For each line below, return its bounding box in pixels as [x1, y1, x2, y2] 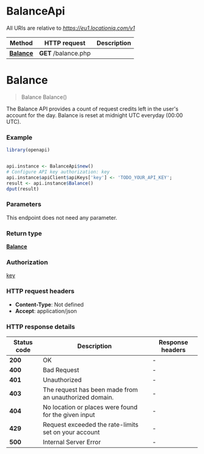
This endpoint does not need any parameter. [6, 214, 117, 221]
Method [10, 38, 33, 47]
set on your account [42, 428, 100, 436]
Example [6, 133, 33, 141]
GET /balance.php [39, 49, 91, 57]
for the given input [42, 410, 95, 419]
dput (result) [6, 186, 39, 192]
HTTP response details [6, 322, 75, 331]
